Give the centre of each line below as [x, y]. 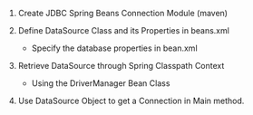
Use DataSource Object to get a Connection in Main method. [131, 101]
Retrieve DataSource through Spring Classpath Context [121, 66]
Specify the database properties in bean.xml [114, 48]
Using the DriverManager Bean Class [101, 83]
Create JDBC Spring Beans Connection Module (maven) [123, 13]
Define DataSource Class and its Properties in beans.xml [123, 30]
